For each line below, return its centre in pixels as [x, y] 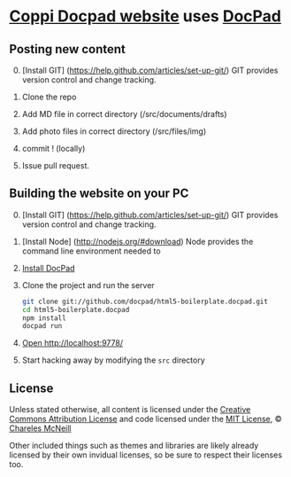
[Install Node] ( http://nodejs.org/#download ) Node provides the [138, 241]
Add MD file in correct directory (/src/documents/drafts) [124, 114]
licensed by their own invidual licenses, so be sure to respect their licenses [146, 455]
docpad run [42, 326]
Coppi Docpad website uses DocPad [145, 16]
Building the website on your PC [99, 194]
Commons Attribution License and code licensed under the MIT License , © [146, 419]
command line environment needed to [91, 251]
